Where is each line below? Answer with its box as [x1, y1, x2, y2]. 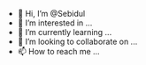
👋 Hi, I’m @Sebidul [17, 9, 86, 18]
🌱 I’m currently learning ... [17, 27, 112, 37]
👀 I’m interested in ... [17, 18, 93, 28]
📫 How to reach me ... [17, 47, 100, 56]
